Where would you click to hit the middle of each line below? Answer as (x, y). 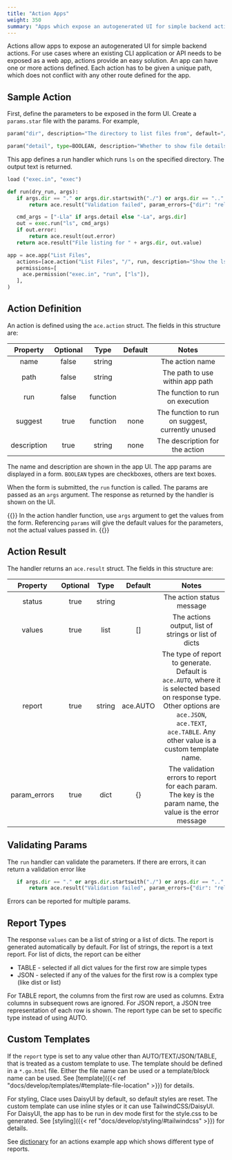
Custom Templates (49, 1040)
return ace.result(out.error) (72, 236)
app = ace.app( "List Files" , (49, 255)
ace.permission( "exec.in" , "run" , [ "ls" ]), (86, 274)
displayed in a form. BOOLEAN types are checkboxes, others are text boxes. (112, 474)
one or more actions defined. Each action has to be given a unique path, (110, 68)
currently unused (188, 429)
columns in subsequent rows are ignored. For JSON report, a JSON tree (109, 1003)
